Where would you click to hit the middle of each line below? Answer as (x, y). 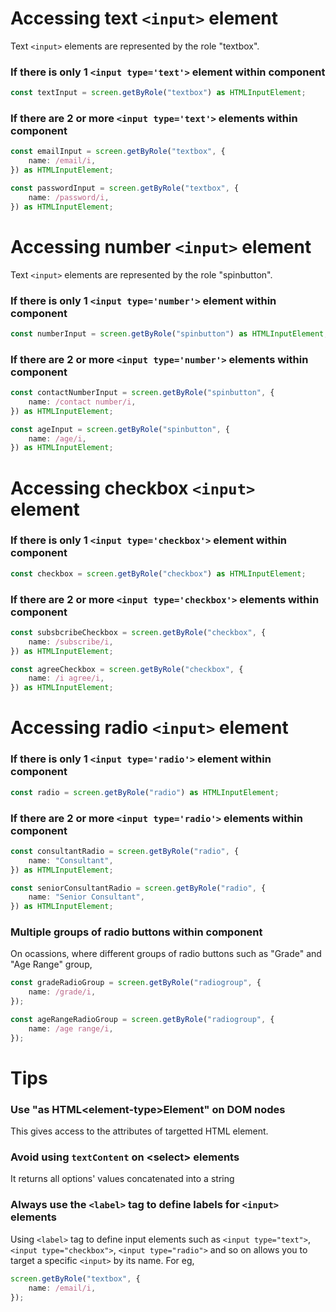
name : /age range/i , (71, 1028)
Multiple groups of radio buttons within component (136, 932)
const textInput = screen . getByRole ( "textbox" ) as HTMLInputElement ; (158, 93)
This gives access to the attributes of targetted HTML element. (139, 1131)
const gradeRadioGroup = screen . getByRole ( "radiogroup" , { (136, 983)
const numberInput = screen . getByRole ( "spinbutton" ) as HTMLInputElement (167, 333)
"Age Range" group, (51, 964)
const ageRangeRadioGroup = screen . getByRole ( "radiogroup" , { (142, 1020)
